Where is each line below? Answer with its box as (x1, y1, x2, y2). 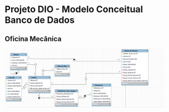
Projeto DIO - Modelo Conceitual (5, 4, 143, 15)
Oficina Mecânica (5, 34, 62, 43)
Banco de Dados (5, 14, 75, 26)
